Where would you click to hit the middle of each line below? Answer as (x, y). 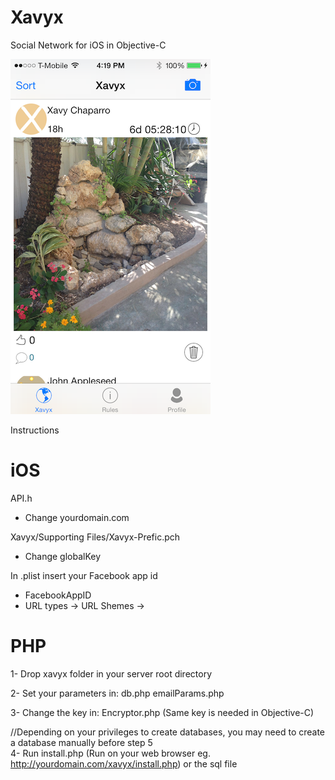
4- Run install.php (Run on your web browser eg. (110, 753)
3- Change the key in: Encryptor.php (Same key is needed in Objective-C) (162, 712)
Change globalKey (63, 556)
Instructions (35, 430)
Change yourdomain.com (77, 517)
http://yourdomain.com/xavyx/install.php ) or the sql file (124, 763)
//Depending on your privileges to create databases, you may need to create (168, 732)
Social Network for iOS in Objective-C (88, 45)
